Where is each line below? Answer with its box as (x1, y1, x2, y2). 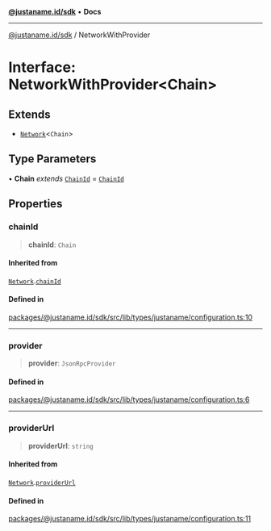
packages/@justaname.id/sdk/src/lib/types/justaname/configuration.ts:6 (8, 395, 250, 404)
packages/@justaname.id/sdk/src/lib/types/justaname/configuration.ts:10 (8, 312, 252, 322)
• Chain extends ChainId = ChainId (8, 174, 125, 183)
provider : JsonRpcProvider (27, 358, 116, 368)
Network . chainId (8, 276, 62, 286)
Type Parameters (8, 153, 97, 166)
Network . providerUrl (8, 477, 76, 487)
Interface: (8, 58, 77, 77)
